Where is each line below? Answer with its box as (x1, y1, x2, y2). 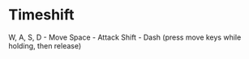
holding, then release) (8, 40, 82, 50)
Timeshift (8, 6, 75, 24)
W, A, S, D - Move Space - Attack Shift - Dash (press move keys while (8, 32, 242, 42)
